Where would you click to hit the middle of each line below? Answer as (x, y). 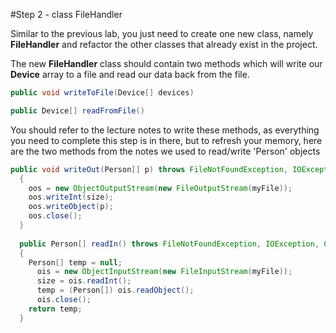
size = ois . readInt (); (84, 281)
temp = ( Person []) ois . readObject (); (115, 290)
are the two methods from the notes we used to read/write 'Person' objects (165, 151)
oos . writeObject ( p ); (71, 207)
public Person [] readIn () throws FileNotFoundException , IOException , (169, 244)
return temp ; (55, 309)
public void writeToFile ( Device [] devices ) (102, 93)
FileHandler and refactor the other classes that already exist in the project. (164, 44)
